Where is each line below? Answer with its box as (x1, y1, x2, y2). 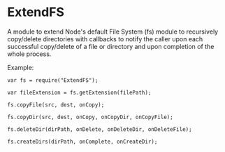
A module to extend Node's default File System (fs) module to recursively (7, 27, 219, 36)
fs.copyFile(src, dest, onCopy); (7, 101, 105, 109)
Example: (7, 63, 34, 71)
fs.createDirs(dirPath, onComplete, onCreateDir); (7, 138, 158, 145)
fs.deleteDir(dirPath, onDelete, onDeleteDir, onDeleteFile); (7, 125, 192, 133)
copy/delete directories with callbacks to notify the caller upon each (7, 34, 203, 43)
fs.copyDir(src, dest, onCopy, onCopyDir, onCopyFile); (7, 113, 173, 120)
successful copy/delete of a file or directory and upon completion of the (7, 42, 215, 50)
